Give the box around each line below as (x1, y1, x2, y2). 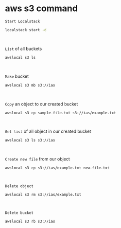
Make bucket (5, 73, 29, 79)
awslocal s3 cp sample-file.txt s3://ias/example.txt (5, 110, 117, 115)
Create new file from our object (5, 156, 70, 162)
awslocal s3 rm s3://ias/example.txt (5, 193, 82, 197)
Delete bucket (5, 210, 34, 215)
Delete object (5, 184, 34, 189)
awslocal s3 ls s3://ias (5, 138, 55, 143)
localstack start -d (5, 27, 47, 32)
